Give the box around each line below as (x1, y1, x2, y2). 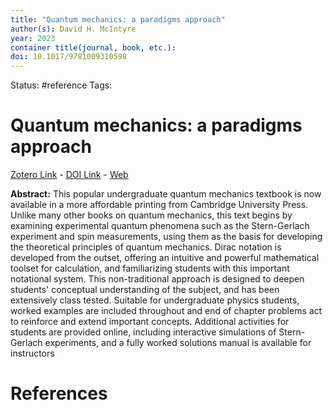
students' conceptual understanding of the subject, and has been (10, 284, 280, 296)
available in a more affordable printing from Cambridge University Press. (10, 199, 309, 211)
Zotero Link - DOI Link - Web (10, 169, 129, 181)
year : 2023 (10, 33, 56, 43)
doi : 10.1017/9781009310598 (10, 52, 128, 62)
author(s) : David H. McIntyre (10, 24, 137, 34)
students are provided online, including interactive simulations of (10, 326, 277, 338)
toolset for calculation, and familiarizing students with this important (10, 262, 290, 275)
